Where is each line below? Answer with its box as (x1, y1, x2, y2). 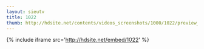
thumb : (6, 20, 23, 26)
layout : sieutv (6, 8, 45, 15)
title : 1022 (6, 14, 36, 20)
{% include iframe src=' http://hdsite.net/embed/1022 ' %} (6, 36, 150, 44)
